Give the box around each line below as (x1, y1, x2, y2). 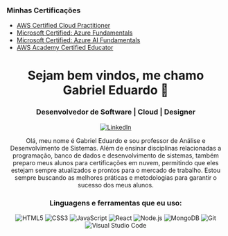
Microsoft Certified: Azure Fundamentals (16, 28, 133, 37)
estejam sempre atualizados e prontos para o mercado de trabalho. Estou (10, 166, 221, 174)
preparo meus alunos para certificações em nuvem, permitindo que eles (12, 158, 219, 167)
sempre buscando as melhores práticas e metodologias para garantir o (14, 173, 218, 182)
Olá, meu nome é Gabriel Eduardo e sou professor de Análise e (26, 136, 206, 144)
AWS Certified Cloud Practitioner (16, 22, 111, 30)
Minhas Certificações (6, 6, 81, 15)
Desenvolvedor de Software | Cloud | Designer (36, 107, 195, 117)
